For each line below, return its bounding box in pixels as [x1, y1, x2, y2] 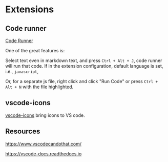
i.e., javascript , [5, 68, 39, 74]
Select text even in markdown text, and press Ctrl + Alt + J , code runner [5, 57, 162, 64]
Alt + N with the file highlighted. [5, 84, 74, 90]
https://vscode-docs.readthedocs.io [5, 150, 82, 157]
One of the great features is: [5, 48, 65, 53]
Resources [5, 127, 40, 136]
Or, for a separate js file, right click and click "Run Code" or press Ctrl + [5, 78, 158, 84]
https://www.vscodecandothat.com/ [5, 140, 82, 147]
